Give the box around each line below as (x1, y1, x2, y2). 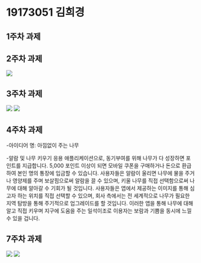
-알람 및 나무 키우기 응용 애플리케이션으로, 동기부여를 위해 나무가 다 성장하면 (6, 155, 185, 162)
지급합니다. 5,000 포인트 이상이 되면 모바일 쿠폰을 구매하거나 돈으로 (22, 162, 181, 169)
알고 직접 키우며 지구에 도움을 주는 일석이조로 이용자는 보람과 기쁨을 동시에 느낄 (6, 207, 192, 214)
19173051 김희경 (6, 5, 85, 19)
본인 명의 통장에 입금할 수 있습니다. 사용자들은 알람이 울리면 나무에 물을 (17, 170, 184, 177)
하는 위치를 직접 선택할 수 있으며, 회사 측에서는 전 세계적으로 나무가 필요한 (17, 192, 190, 199)
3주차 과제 (6, 88, 43, 99)
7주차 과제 (6, 234, 42, 244)
